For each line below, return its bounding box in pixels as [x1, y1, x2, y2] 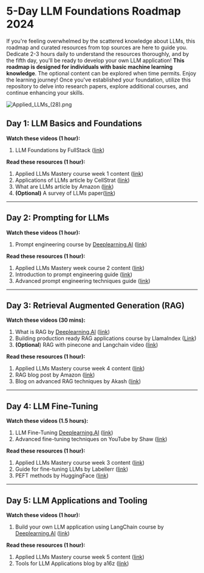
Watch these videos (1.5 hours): [6, 417, 89, 425]
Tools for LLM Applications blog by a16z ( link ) [15, 560, 129, 567]
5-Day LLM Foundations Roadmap [6, 4, 181, 18]
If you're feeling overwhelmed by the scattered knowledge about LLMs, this [6, 37, 195, 44]
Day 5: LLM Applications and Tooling [6, 495, 148, 505]
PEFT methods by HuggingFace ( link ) [15, 472, 109, 479]
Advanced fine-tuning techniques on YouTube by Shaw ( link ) [15, 436, 168, 443]
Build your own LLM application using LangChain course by [15, 523, 164, 530]
